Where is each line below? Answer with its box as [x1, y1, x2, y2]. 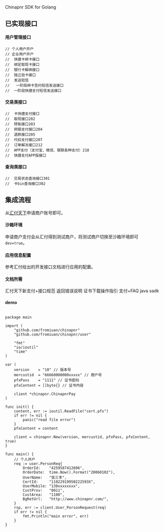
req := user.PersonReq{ [14, 461, 63, 466]
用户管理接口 [5, 34, 31, 40]
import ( [5, 323, 23, 328]
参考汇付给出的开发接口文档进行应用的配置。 [5, 264, 96, 270]
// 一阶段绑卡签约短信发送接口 [5, 83, 64, 88]
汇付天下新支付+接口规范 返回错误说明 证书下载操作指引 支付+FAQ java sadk [5, 288, 160, 294]
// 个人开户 [14, 457, 35, 462]
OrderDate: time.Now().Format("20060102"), [23, 470, 115, 475]
